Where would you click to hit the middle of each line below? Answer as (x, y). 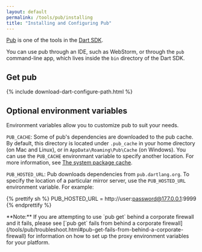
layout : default (27, 12)
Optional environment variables (67, 111)
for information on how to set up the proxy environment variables (108, 236)
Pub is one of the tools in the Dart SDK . (55, 40)
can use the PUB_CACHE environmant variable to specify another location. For (100, 156)
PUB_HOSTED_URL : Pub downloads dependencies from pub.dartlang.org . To (98, 174)
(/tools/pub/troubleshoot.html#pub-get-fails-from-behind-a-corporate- (95, 229)
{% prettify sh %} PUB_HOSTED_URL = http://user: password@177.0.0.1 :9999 (101, 199)
